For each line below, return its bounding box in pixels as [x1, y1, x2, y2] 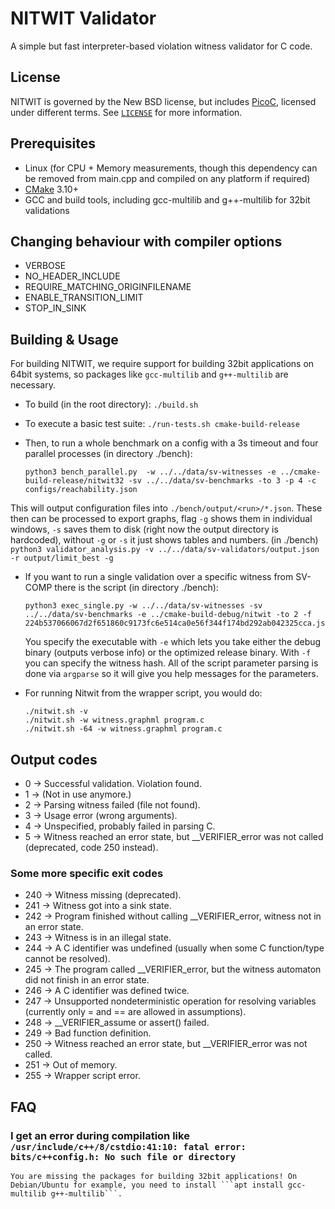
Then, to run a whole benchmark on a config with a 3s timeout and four [24, 437, 319, 449]
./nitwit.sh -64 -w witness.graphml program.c [24, 724, 223, 734]
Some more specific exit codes [10, 866, 164, 880]
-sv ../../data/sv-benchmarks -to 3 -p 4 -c [128, 476, 317, 486]
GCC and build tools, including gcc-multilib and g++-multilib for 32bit [24, 193, 311, 206]
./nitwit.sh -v [24, 707, 89, 717]
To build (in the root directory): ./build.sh [24, 398, 199, 411]
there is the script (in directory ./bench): [54, 582, 219, 594]
